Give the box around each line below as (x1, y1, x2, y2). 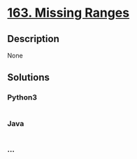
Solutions (7, 71, 50, 83)
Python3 (7, 92, 37, 102)
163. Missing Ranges (7, 5, 130, 21)
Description (7, 33, 59, 45)
